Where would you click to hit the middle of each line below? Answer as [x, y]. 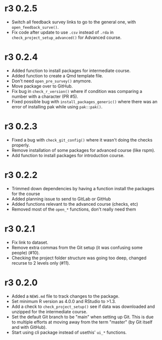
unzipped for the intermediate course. [49, 311]
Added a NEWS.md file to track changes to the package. [65, 296]
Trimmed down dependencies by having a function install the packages [83, 188]
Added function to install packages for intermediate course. [71, 71]
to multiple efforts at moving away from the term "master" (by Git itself [82, 322]
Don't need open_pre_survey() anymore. [52, 81]
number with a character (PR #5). [45, 96]
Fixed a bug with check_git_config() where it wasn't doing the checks [82, 140]
